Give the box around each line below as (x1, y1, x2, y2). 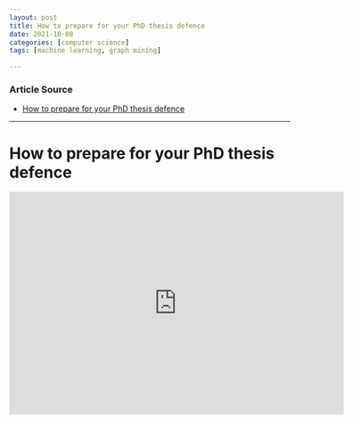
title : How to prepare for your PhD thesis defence (9, 21, 205, 30)
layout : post (9, 12, 58, 22)
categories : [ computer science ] (9, 37, 129, 47)
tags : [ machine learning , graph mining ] (9, 46, 162, 55)
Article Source (9, 84, 73, 96)
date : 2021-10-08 (9, 29, 74, 38)
